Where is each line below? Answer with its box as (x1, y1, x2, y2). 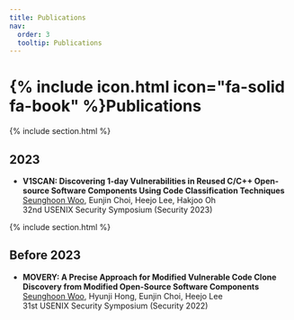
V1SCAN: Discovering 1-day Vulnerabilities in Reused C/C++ (22, 176, 254, 186)
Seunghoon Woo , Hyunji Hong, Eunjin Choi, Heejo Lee (22, 290, 223, 301)
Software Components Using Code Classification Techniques (50, 185, 285, 196)
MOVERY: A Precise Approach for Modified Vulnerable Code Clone (22, 271, 277, 282)
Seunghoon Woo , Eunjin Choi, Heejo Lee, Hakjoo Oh (22, 195, 217, 205)
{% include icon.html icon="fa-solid (9, 77, 285, 97)
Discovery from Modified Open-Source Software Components (22, 280, 259, 292)
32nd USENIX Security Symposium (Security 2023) (22, 204, 213, 215)
